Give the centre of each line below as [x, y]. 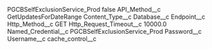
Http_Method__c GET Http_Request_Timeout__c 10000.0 [87, 24]
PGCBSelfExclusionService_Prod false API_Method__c [84, 9]
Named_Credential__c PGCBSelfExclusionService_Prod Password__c [105, 31]
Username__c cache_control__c [52, 39]
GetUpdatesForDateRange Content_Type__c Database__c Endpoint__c [106, 17]
